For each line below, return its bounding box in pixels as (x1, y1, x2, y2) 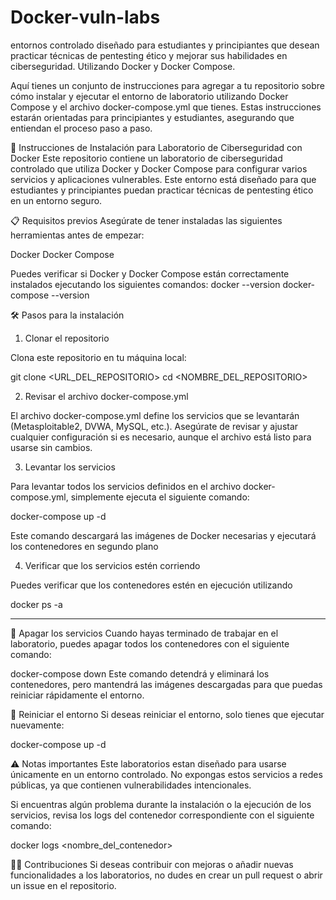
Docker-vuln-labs (10, 6, 161, 29)
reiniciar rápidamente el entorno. (10, 689, 145, 701)
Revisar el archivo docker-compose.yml (24, 390, 189, 402)
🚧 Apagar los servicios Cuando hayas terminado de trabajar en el (10, 627, 279, 639)
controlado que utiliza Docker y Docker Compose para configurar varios (10, 162, 308, 175)
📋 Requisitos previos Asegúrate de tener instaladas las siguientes (10, 214, 283, 226)
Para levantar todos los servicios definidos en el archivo (10, 480, 242, 492)
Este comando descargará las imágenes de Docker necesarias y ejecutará (10, 529, 317, 541)
